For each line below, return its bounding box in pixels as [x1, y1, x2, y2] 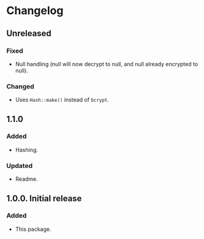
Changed [6, 82, 35, 91]
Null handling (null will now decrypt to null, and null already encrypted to [15, 60, 198, 67]
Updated [6, 161, 32, 170]
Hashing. [15, 146, 39, 153]
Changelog [6, 4, 64, 18]
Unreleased [6, 28, 52, 39]
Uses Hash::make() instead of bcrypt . [15, 96, 109, 104]
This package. [15, 225, 51, 233]
